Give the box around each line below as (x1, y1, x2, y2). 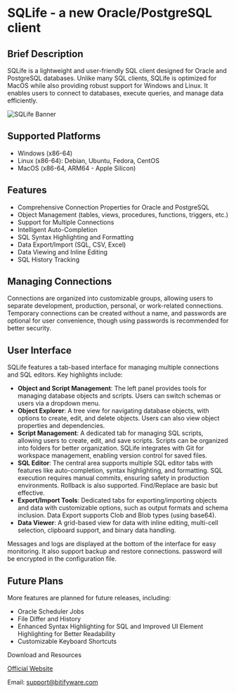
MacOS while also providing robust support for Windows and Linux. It (7, 82, 209, 89)
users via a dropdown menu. (17, 399, 100, 408)
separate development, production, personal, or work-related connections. (7, 302, 223, 310)
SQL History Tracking (17, 255, 79, 264)
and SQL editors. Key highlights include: (7, 370, 123, 379)
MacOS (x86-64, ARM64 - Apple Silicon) (17, 164, 136, 172)
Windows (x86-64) (17, 149, 73, 157)
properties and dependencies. (17, 422, 105, 430)
